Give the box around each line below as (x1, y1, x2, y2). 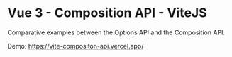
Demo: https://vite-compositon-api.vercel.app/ (7, 42, 144, 50)
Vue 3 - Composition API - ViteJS (7, 5, 207, 21)
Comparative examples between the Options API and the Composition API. (7, 28, 226, 37)
